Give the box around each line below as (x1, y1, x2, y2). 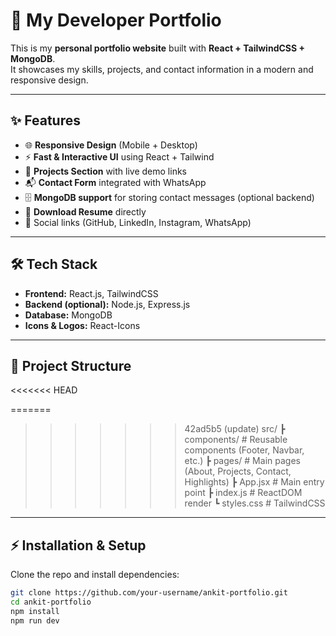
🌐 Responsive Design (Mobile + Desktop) (24, 139, 198, 151)
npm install (10, 606, 60, 616)
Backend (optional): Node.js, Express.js (24, 298, 191, 310)
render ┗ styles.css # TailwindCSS (184, 497, 326, 509)
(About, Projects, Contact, (184, 465, 292, 478)
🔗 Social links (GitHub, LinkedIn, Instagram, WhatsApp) (24, 216, 252, 228)
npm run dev (10, 615, 60, 626)
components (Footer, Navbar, (184, 444, 305, 456)
